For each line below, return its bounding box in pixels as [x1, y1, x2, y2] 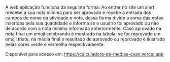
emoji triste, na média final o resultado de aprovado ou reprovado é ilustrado [5, 36, 165, 42]
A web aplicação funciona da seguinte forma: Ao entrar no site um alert [5, 4, 155, 10]
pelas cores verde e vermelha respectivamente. [5, 41, 105, 47]
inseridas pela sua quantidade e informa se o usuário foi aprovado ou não [5, 20, 159, 26]
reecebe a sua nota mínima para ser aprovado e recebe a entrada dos [5, 9, 151, 15]
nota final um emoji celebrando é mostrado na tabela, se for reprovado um [5, 31, 161, 36]
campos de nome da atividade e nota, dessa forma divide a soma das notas [5, 15, 163, 20]
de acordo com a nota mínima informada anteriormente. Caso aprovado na [5, 25, 161, 31]
